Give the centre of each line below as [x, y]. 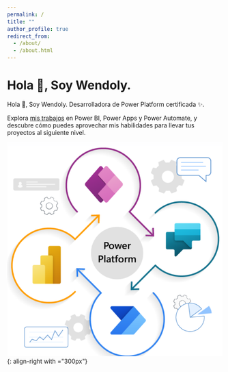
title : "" [21, 22]
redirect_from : [29, 36]
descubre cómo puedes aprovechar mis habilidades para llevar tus [101, 125]
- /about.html [33, 51]
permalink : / [26, 14]
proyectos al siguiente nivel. [46, 132]
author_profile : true [38, 29]
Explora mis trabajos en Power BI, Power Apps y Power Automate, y [102, 118]
